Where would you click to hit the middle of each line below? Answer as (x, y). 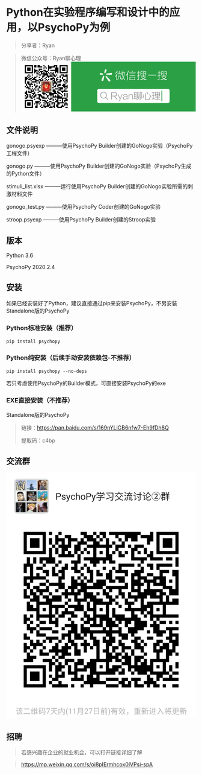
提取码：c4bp (38, 440)
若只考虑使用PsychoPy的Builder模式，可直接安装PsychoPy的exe (86, 383)
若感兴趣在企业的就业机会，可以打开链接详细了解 (81, 752)
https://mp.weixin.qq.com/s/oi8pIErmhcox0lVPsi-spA (87, 764)
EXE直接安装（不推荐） (40, 401)
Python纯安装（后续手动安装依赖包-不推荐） (71, 358)
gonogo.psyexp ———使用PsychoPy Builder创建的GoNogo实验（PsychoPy (99, 146)
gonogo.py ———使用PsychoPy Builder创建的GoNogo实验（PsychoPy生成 (99, 166)
